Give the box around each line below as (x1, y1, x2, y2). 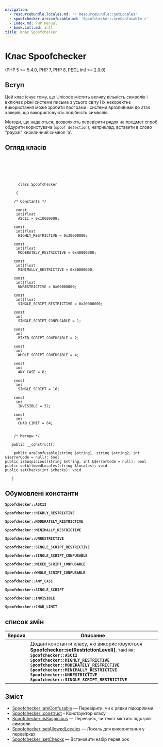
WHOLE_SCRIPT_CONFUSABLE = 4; (17, 352, 79, 357)
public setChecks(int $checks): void (5, 467, 81, 473)
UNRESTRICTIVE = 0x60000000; (17, 284, 77, 289)
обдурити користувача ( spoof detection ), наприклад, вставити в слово (5, 124, 152, 130)
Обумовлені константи (5, 489, 79, 498)
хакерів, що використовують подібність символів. (5, 109, 109, 115)
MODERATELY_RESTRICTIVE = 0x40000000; (17, 250, 97, 255)
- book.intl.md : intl (9, 25, 53, 30)
